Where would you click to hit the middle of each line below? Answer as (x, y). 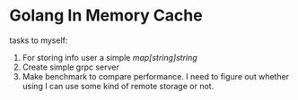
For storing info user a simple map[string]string (110, 57)
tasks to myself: (39, 40)
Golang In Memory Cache (106, 16)
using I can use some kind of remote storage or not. (118, 86)
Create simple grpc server (70, 67)
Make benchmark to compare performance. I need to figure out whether (156, 76)
